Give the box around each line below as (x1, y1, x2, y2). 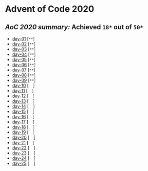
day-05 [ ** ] (12, 57, 36, 62)
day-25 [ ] (12, 160, 36, 166)
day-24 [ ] (12, 155, 36, 161)
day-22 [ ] (12, 145, 36, 150)
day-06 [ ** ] (12, 62, 36, 67)
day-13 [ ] (12, 98, 35, 104)
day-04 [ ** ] (12, 51, 36, 57)
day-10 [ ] (12, 83, 35, 88)
